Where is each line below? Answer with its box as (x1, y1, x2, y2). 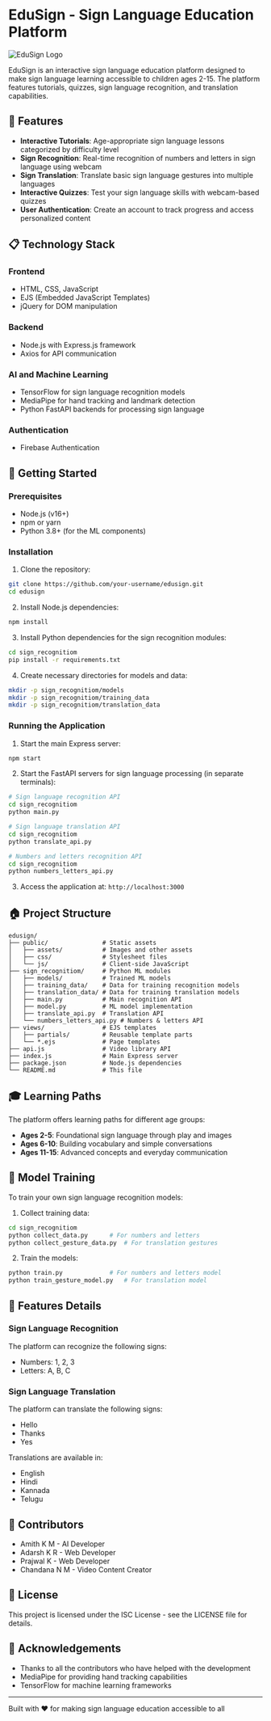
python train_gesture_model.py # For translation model (8, 1276, 207, 1284)
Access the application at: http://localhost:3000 (19, 882, 185, 892)
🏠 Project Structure (8, 906, 111, 920)
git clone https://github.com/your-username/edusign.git (8, 580, 204, 588)
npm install (8, 618, 48, 626)
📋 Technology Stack (8, 238, 115, 251)
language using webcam (19, 162, 102, 171)
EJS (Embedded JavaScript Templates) (19, 293, 151, 302)
